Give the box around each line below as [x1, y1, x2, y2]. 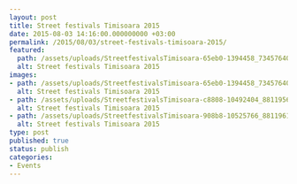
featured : [9, 46, 46, 55]
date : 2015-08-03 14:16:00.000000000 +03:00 [9, 29, 176, 38]
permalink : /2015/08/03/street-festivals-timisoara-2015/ [9, 37, 227, 47]
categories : [9, 152, 53, 162]
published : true [9, 136, 69, 145]
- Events [9, 161, 42, 170]
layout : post [9, 12, 57, 22]
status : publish [9, 144, 69, 153]
